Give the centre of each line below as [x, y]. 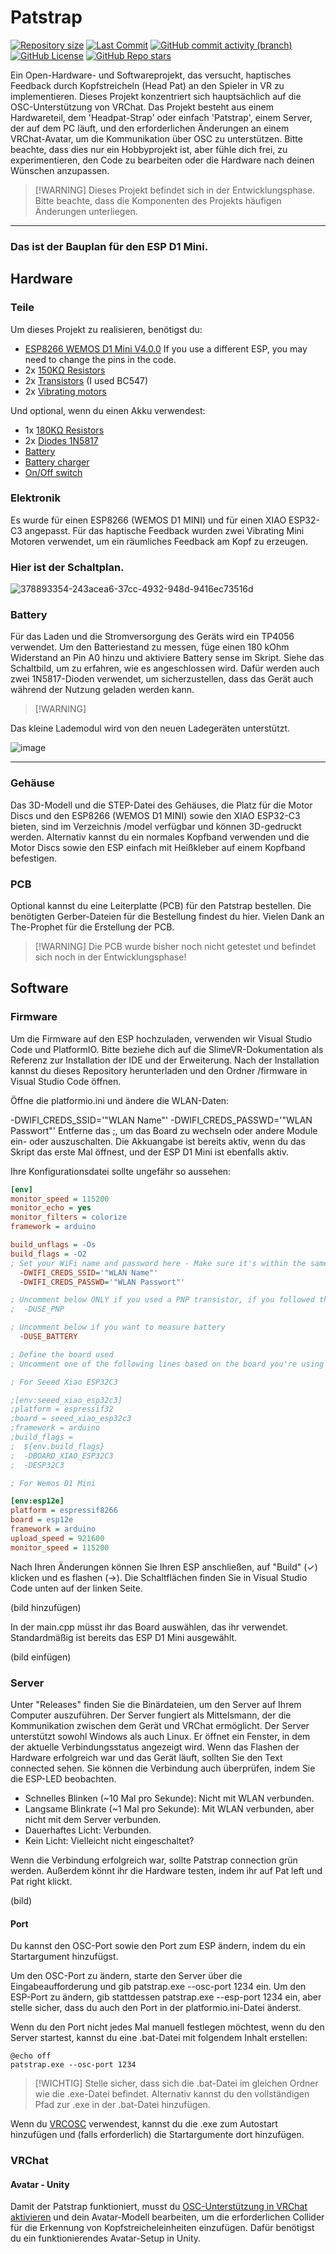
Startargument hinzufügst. [64, 1957]
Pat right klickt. [41, 1882]
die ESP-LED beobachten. [63, 1779]
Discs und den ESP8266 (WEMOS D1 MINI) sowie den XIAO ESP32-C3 [155, 815]
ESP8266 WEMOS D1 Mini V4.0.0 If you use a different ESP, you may [166, 348]
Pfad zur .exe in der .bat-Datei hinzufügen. [122, 2105]
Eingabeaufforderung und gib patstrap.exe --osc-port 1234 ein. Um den [158, 1987]
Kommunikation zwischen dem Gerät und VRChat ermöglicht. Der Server [160, 1726]
